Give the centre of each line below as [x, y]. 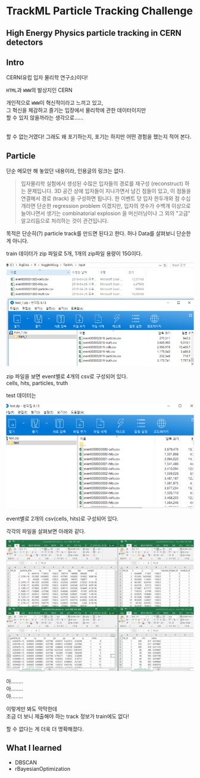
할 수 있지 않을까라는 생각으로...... [45, 118]
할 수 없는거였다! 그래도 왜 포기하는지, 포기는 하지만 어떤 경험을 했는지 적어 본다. [99, 137]
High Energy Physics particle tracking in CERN [94, 33]
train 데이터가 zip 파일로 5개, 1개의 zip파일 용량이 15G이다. [74, 254]
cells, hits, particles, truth [37, 383]
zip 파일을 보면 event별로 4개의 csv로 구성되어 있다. [67, 376]
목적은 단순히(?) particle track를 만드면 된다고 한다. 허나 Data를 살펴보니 [91, 234]
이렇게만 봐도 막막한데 [32, 709]
